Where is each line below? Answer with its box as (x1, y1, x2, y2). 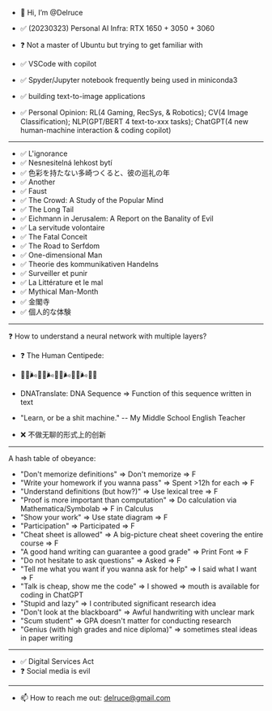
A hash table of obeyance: (8, 454, 96, 463)
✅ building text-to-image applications (19, 92, 146, 101)
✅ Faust (19, 187, 47, 196)
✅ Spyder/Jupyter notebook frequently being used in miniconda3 (19, 75, 238, 84)
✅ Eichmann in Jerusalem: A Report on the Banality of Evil (19, 213, 214, 223)
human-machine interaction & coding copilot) (19, 126, 172, 135)
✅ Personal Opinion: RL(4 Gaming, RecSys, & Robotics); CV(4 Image (19, 108, 249, 117)
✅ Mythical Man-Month (19, 287, 99, 296)
